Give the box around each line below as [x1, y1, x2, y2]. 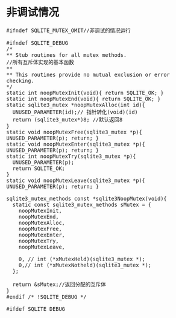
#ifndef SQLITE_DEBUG [6, 39, 68, 46]
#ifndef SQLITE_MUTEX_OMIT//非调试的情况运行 [6, 27, 131, 34]
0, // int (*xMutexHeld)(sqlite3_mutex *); [18, 255, 146, 262]
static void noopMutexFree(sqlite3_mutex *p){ [6, 128, 143, 135]
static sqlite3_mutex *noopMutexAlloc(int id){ [6, 101, 146, 108]
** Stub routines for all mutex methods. [6, 51, 127, 58]
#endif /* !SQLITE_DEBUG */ [6, 293, 87, 300]
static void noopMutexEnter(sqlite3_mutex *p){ [6, 140, 146, 148]
